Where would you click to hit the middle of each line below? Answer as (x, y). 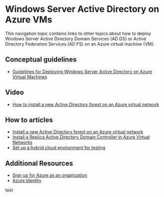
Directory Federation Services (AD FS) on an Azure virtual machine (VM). (80, 44)
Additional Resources (39, 163)
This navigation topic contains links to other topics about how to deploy (78, 33)
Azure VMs (29, 20)
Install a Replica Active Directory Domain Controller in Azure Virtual (81, 137)
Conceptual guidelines (41, 60)
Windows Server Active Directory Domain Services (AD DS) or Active (76, 39)
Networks (22, 142)
